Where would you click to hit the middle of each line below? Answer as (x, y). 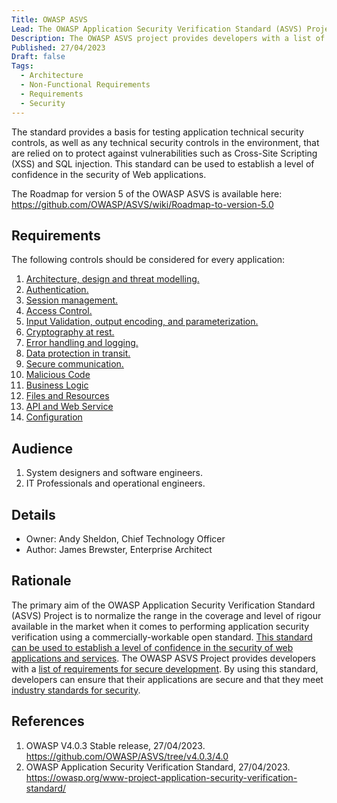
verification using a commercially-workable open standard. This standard (162, 637)
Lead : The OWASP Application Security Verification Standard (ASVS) (157, 29)
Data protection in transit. (78, 353)
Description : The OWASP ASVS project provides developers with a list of (168, 38)
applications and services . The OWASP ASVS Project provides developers (163, 658)
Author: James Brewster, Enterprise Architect (119, 549)
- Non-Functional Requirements (85, 85)
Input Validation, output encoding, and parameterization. (142, 322)
